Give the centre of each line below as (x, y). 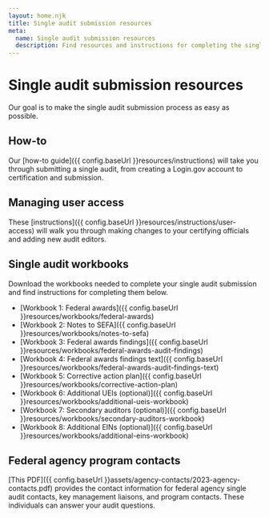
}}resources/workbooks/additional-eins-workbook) (104, 435)
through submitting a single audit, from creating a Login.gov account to (126, 168)
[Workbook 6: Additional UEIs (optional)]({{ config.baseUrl (116, 393)
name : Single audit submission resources (86, 38)
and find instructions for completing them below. (88, 292)
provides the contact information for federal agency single (151, 488)
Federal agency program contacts (94, 461)
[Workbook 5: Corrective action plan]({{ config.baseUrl (110, 376)
